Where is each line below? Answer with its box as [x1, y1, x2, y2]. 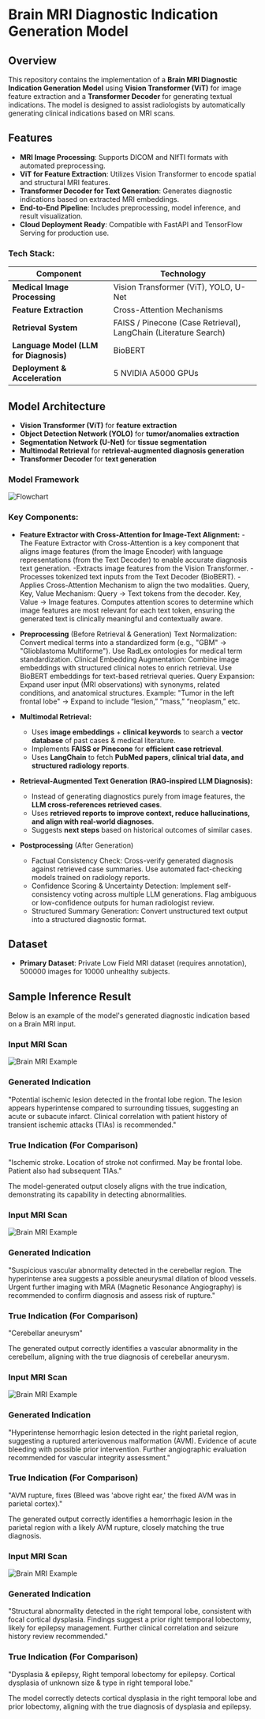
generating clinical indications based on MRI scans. [8, 108, 176, 118]
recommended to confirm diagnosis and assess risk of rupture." [8, 1290, 215, 1300]
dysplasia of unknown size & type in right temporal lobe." [8, 1678, 193, 1687]
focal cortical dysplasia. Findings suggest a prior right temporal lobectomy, [8, 1615, 252, 1624]
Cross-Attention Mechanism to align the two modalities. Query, [46, 580, 250, 590]
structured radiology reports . [31, 761, 129, 770]
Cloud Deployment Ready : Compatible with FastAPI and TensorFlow [19, 219, 243, 229]
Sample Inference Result [8, 989, 132, 1003]
